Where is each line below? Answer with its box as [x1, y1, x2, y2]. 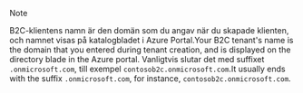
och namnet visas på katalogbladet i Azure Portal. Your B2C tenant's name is [9, 35, 294, 45]
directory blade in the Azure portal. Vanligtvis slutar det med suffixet [9, 54, 265, 64]
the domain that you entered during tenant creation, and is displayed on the [9, 44, 291, 55]
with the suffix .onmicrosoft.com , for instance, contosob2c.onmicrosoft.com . [9, 73, 292, 84]
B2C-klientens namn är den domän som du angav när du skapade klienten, [9, 25, 289, 35]
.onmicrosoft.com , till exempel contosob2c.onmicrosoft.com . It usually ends [9, 63, 286, 74]
